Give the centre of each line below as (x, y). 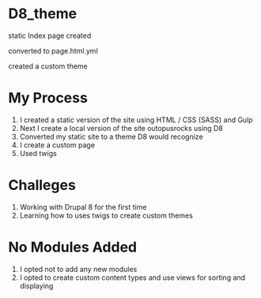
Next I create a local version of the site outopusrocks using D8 (121, 128)
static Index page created (50, 35)
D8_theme (43, 14)
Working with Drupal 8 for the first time (83, 207)
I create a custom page (57, 145)
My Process (48, 98)
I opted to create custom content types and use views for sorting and (132, 278)
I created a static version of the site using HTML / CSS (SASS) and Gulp (136, 120)
